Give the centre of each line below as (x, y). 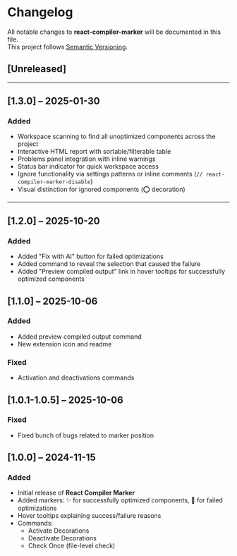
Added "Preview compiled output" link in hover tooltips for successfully (121, 272)
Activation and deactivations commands (76, 377)
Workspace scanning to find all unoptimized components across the (116, 137)
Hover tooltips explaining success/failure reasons (89, 516)
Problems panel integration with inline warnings (86, 159)
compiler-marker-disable (54, 182)
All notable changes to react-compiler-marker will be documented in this (114, 32)
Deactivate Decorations (62, 538)
